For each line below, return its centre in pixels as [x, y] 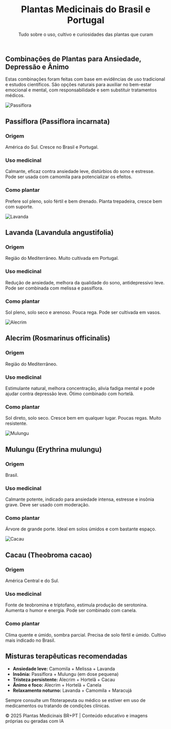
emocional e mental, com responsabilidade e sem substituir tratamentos [81, 90]
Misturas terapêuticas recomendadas [66, 656]
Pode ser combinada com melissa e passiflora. [54, 288]
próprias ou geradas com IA [34, 721]
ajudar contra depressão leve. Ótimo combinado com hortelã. [70, 394]
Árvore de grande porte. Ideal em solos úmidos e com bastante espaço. [81, 529]
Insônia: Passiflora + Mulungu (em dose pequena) [66, 674]
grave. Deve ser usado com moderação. [47, 505]
